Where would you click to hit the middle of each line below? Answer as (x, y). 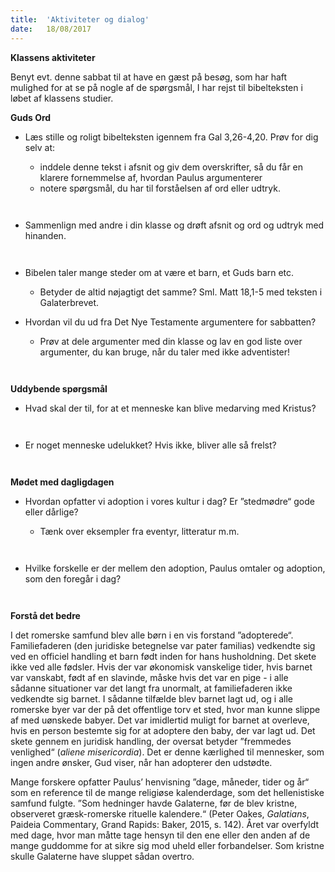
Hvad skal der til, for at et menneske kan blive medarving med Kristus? (170, 408)
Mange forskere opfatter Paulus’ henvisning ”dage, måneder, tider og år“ (160, 782)
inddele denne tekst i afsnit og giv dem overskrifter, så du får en (171, 167)
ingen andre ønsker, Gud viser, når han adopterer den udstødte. (141, 762)
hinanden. (45, 235)
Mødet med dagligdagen (62, 482)
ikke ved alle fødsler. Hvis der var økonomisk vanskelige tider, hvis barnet (161, 667)
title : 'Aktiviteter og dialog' (80, 19)
